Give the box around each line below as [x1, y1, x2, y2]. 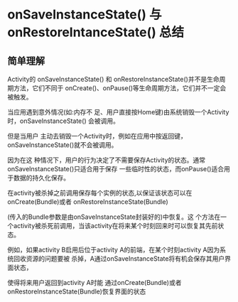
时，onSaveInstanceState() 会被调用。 [7, 117, 119, 125]
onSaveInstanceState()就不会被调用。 [7, 141, 118, 149]
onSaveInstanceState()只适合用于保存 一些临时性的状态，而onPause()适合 [7, 165, 225, 173]
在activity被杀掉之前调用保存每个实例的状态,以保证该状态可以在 [7, 189, 193, 197]
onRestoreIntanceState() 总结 [7, 24, 185, 41]
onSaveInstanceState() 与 [7, 6, 162, 23]
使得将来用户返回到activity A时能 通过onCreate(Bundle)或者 [7, 279, 182, 286]
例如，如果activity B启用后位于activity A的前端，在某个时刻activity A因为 [7, 246, 220, 254]
